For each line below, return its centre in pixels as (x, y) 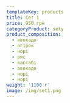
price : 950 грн (26, 23)
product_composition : (34, 35)
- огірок (23, 46)
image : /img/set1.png (34, 91)
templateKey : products (35, 12)
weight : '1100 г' (28, 85)
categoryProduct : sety (35, 29)
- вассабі (24, 62)
